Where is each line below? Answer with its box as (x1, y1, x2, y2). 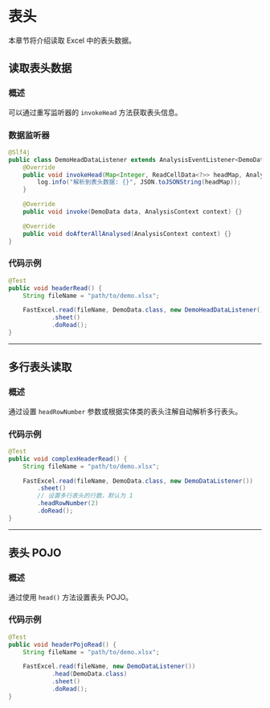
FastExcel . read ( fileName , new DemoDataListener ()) (22, 662, 196, 671)
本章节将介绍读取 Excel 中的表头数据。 (8, 35, 137, 45)
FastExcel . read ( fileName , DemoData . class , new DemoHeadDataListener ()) (22, 306, 268, 314)
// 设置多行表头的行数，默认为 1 (37, 492, 133, 500)
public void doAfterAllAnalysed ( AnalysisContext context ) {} (22, 230, 231, 238)
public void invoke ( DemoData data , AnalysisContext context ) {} (22, 208, 243, 216)
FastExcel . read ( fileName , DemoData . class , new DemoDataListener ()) (22, 477, 253, 485)
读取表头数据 (8, 61, 72, 75)
